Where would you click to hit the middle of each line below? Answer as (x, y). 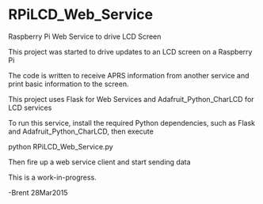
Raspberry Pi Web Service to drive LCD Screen (85, 36)
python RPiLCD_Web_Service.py (61, 146)
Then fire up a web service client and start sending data (100, 162)
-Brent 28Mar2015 (38, 192)
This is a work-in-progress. (52, 177)
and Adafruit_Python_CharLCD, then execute (81, 131)
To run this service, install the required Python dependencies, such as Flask (132, 123)
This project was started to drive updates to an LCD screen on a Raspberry (130, 51)
